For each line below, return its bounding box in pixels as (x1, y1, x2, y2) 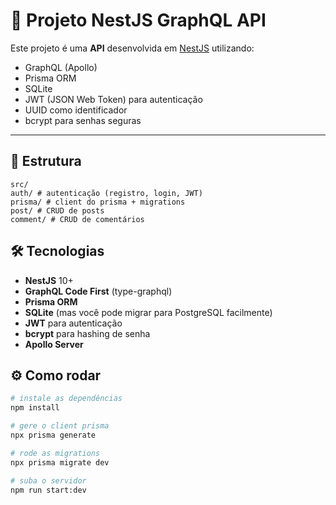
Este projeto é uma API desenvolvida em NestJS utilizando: (10, 42, 255, 54)
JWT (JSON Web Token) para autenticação (24, 93, 203, 105)
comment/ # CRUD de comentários (10, 214, 145, 224)
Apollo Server (24, 338, 84, 350)
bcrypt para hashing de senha (24, 327, 151, 339)
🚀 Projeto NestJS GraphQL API (10, 9, 267, 32)
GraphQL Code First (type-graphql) (24, 285, 173, 297)
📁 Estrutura (10, 153, 82, 170)
